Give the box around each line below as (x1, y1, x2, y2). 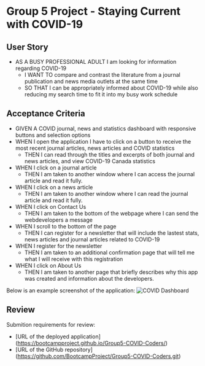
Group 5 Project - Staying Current (6, 4, 181, 18)
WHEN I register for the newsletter (15, 242, 102, 249)
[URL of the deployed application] (15, 333, 101, 340)
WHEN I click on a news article (15, 183, 93, 191)
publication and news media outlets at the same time (24, 78, 158, 85)
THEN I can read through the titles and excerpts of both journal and (24, 150, 195, 158)
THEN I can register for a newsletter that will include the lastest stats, (24, 229, 199, 236)
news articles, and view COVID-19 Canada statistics (24, 157, 155, 165)
